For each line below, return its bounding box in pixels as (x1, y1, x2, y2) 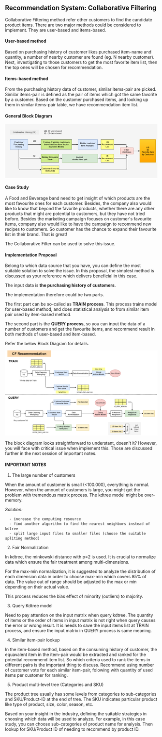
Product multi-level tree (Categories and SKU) (12, 682, 104, 687)
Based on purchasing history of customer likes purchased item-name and (5, 49, 151, 55)
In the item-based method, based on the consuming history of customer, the (5, 647, 157, 653)
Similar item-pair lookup (12, 637, 60, 643)
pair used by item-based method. (5, 312, 72, 318)
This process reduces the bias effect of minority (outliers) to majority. (5, 593, 144, 599)
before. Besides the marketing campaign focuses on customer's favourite (5, 216, 152, 221)
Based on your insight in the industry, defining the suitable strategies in (5, 711, 147, 717)
